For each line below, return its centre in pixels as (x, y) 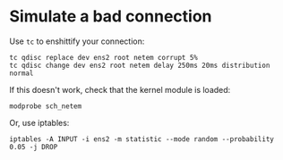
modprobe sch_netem (46, 106)
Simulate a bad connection (111, 17)
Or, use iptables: (39, 122)
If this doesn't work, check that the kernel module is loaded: (120, 89)
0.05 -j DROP (34, 147)
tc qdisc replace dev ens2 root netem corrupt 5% (104, 57)
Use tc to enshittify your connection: (77, 41)
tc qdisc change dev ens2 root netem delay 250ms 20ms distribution (140, 65)
